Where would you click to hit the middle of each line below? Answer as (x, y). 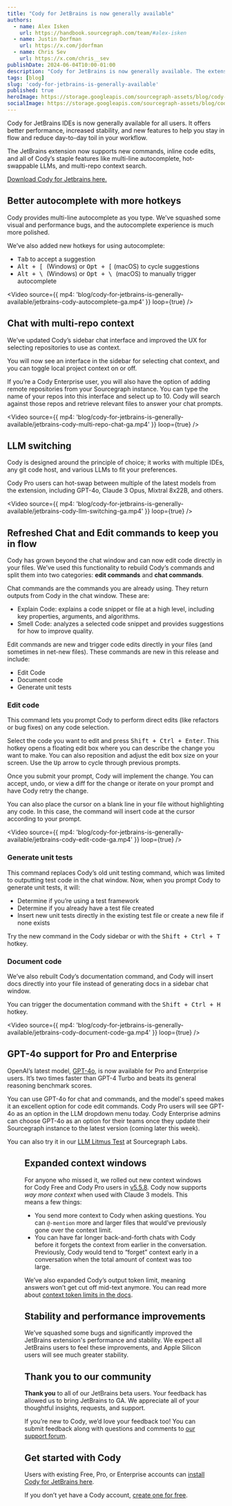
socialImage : (26, 104)
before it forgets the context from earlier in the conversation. (120, 1244)
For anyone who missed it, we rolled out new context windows (113, 1180)
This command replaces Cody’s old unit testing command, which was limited (116, 872)
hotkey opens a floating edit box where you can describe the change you (111, 748)
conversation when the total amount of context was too (113, 1259)
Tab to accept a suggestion (56, 259)
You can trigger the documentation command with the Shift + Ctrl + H (114, 1005)
